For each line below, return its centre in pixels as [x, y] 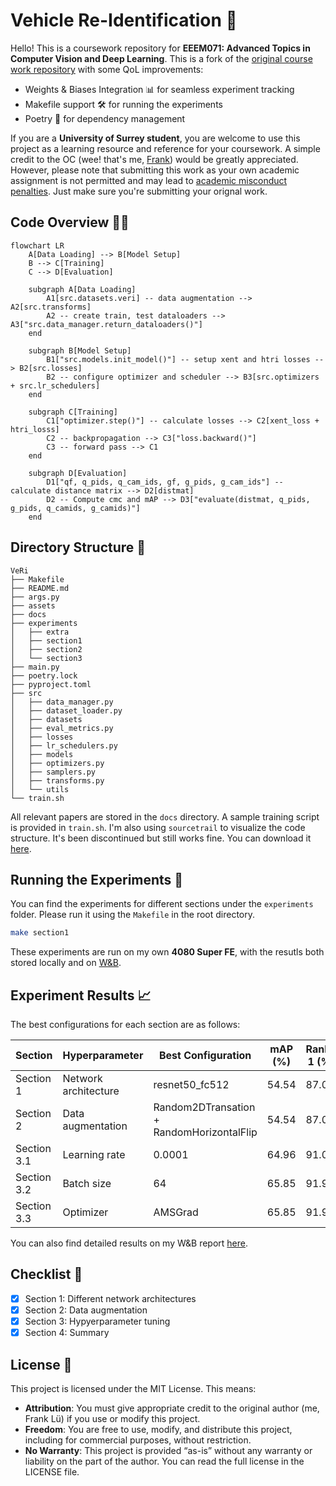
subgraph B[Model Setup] [80, 350]
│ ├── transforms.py [57, 780]
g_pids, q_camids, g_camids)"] [75, 508]
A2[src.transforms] [51, 307]
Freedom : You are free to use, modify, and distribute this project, [158, 1429]
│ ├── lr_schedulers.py [64, 745]
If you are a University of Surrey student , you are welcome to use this [155, 138]
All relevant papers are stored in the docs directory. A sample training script [165, 816]
